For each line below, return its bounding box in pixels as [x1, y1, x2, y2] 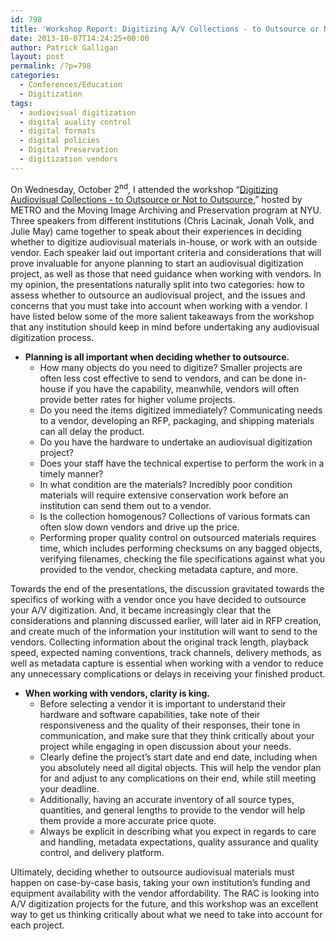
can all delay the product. [39, 426, 145, 438]
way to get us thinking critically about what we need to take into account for [10, 909, 323, 921]
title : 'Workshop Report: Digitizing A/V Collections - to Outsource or [10, 24, 320, 34]
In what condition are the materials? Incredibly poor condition [39, 479, 293, 491]
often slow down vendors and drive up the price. [39, 521, 240, 533]
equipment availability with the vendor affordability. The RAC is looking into [10, 887, 320, 900]
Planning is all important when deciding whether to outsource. [24, 351, 290, 363]
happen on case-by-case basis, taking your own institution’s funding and [10, 877, 311, 889]
